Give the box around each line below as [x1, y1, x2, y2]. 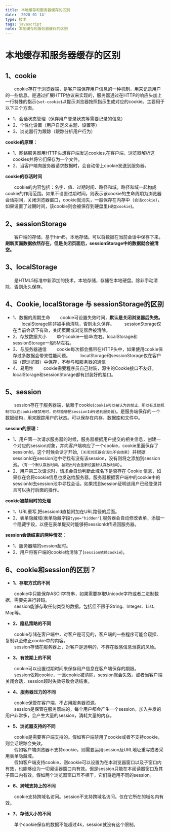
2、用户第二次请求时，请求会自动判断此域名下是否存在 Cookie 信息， [12, 468, 157, 474]
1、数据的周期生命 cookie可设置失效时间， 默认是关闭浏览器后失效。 [12, 314, 163, 320]
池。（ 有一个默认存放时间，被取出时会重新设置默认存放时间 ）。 [12, 462, 125, 468]
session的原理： [5, 426, 40, 432]
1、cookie [5, 72, 37, 80]
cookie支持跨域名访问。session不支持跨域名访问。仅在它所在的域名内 [14, 793, 159, 800]
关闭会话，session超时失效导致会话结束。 [5, 678, 93, 684]
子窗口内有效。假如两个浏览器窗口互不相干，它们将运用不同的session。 [5, 772, 154, 778]
